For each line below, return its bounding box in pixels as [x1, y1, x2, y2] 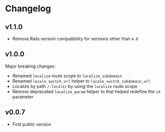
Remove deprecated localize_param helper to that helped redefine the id [12, 88, 161, 94]
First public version [12, 121, 52, 127]
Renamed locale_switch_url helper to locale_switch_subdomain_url [12, 78, 151, 84]
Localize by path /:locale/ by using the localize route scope [12, 83, 138, 89]
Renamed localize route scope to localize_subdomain [12, 73, 122, 79]
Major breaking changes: [5, 63, 56, 69]
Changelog [5, 3, 51, 14]
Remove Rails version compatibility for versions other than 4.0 [12, 36, 138, 42]
